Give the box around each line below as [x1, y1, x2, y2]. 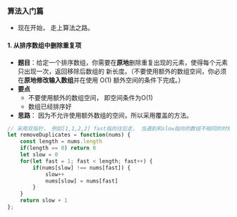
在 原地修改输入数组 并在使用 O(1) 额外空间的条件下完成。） [17, 75, 185, 84]
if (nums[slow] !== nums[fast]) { [32, 164, 131, 171]
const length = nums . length [20, 138, 102, 145]
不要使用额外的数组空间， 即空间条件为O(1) [28, 93, 154, 101]
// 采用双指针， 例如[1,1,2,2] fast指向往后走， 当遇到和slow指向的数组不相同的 [7, 125, 222, 132]
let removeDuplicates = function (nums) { [7, 132, 131, 139]
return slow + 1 [20, 197, 68, 204]
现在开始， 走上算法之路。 [17, 23, 94, 32]
